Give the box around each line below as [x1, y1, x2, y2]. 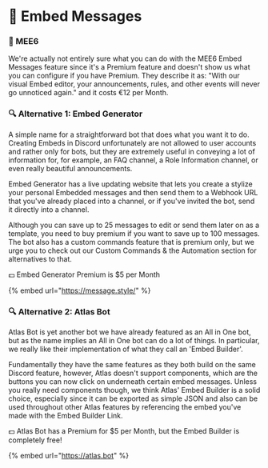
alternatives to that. [8, 254, 72, 263]
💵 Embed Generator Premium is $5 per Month [8, 270, 161, 279]
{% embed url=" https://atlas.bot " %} [8, 451, 130, 461]
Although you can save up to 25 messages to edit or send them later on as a [8, 220, 260, 230]
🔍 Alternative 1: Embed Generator [8, 108, 143, 119]
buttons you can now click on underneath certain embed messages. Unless [8, 377, 258, 386]
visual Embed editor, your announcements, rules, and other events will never [8, 79, 261, 89]
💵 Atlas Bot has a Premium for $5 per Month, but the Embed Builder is [8, 426, 240, 436]
